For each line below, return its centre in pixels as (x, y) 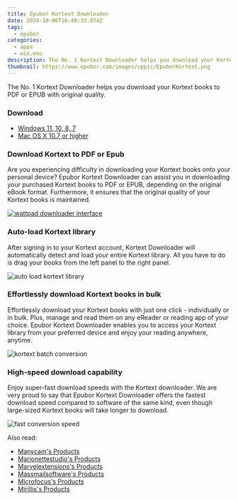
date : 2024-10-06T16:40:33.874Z (55, 21)
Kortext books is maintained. (49, 200)
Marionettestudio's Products (59, 459)
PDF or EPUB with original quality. (57, 94)
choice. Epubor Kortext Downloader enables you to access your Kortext (112, 325)
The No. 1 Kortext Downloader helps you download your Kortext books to (114, 87)
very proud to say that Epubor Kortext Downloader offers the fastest (107, 395)
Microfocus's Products (51, 482)
